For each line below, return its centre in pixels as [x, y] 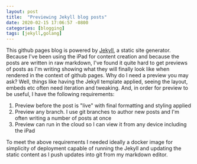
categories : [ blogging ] [35, 28]
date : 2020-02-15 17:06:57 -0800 [47, 22]
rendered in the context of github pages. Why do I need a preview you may [97, 76]
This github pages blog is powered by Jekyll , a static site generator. [88, 50]
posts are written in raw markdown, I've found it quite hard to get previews [97, 63]
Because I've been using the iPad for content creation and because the [93, 57]
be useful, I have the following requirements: [60, 94]
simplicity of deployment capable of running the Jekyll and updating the [94, 149]
